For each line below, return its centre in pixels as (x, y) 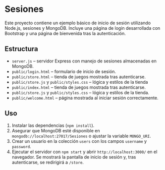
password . (22, 146)
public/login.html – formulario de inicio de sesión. (64, 71)
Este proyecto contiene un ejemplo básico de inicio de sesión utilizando (78, 23)
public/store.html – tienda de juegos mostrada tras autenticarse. (79, 77)
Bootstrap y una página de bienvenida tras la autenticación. (65, 33)
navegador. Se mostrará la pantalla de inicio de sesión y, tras (74, 157)
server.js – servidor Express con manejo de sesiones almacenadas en (84, 61)
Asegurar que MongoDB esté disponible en (56, 130)
